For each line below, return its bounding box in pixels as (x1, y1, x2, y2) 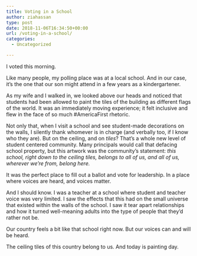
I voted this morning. (6, 63, 57, 70)
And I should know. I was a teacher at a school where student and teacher (6, 189, 186, 196)
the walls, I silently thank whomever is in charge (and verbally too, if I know (6, 128, 189, 136)
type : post (6, 19, 33, 25)
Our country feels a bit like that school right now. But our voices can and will (6, 225, 191, 232)
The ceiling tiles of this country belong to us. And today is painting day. (6, 243, 179, 250)
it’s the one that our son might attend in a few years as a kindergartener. (6, 80, 181, 87)
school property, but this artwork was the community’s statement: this (6, 147, 176, 154)
